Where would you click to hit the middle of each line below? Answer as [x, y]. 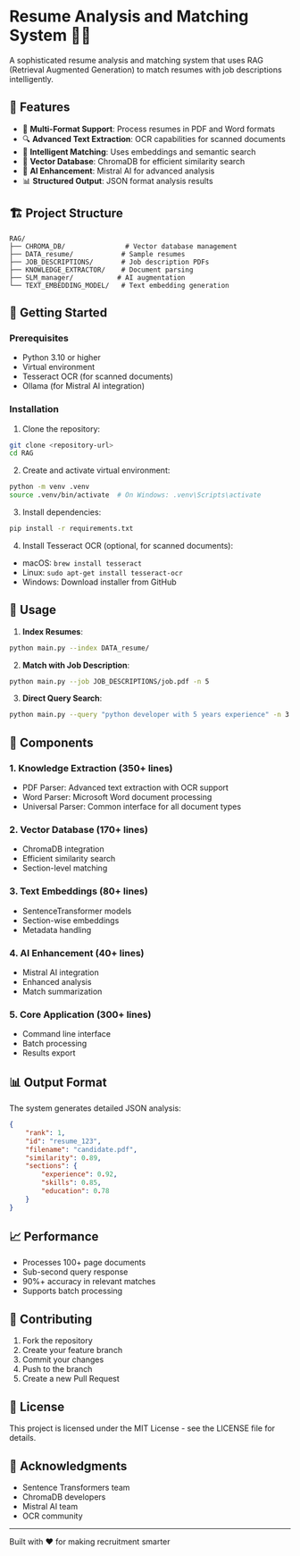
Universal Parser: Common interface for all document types [132, 807]
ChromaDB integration [63, 849]
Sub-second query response [75, 1272]
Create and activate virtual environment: [96, 470]
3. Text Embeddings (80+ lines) [79, 891]
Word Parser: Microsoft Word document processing [117, 797]
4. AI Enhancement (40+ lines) [77, 953]
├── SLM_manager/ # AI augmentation [97, 278]
